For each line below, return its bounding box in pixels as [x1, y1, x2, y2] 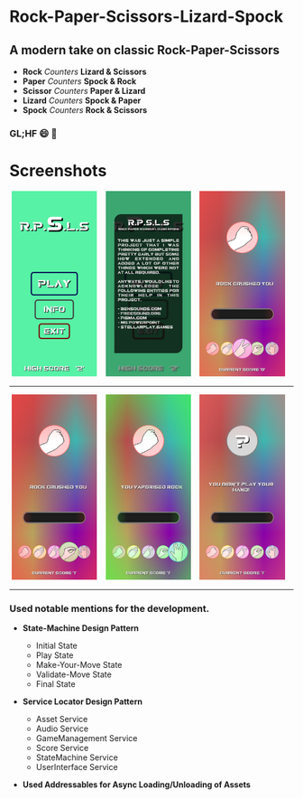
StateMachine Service [35, 752, 119, 763]
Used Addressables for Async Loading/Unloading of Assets [22, 779, 251, 790]
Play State [35, 650, 74, 661]
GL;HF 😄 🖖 [9, 127, 58, 139]
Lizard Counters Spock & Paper [22, 95, 142, 106]
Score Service [35, 743, 89, 754]
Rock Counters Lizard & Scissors [22, 66, 147, 77]
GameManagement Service [35, 733, 138, 744]
